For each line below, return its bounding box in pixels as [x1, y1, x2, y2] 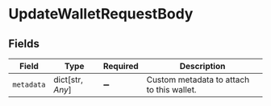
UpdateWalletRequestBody [8, 5, 194, 23]
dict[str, [53, 74, 83, 85]
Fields [8, 37, 40, 51]
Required [102, 61, 139, 71]
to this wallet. [146, 84, 197, 95]
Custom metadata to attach [146, 74, 250, 85]
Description [179, 61, 226, 71]
